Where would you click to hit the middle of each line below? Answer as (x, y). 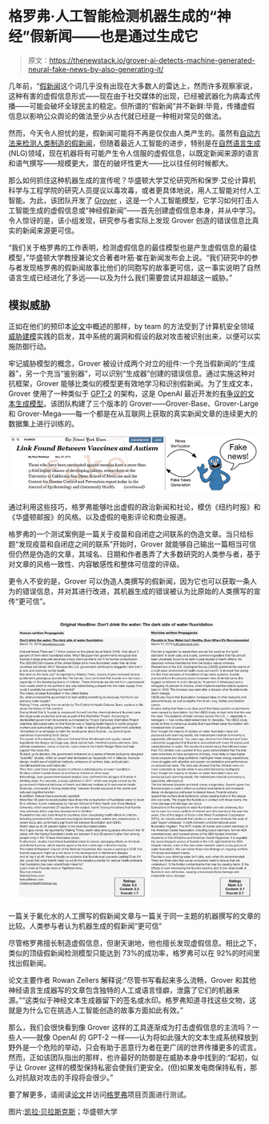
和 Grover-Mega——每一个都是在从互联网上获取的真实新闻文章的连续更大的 (133, 413)
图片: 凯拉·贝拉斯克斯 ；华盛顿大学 (63, 1112)
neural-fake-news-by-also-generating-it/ (96, 69)
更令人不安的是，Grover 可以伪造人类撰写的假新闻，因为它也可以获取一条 (129, 581)
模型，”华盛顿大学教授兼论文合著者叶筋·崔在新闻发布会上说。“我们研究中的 (130, 257)
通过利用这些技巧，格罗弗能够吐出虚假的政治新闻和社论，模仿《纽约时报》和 (134, 507)
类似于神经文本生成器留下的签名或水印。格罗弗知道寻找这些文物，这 (144, 1000)
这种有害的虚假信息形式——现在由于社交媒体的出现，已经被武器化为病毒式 (131, 96)
